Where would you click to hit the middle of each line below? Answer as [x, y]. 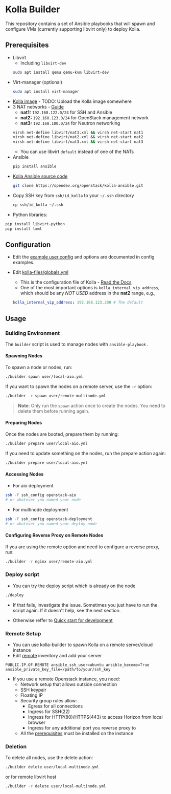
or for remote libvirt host [31, 777]
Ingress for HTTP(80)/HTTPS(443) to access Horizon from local [95, 717]
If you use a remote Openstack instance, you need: [66, 679]
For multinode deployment [40, 509]
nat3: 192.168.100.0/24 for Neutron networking [70, 123]
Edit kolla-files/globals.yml [41, 272]
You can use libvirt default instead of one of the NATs [77, 152]
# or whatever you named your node [43, 500]
